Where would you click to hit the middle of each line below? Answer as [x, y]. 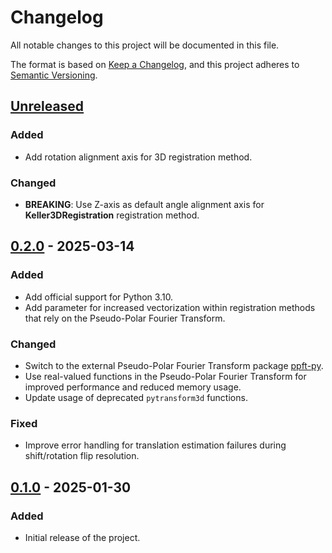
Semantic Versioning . [54, 75]
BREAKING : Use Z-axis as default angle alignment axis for [144, 204]
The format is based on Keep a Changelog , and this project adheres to [155, 64]
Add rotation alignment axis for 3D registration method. [138, 157]
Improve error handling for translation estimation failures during [155, 445]
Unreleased [47, 106]
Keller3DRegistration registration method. [112, 215]
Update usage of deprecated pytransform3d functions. [136, 397]
